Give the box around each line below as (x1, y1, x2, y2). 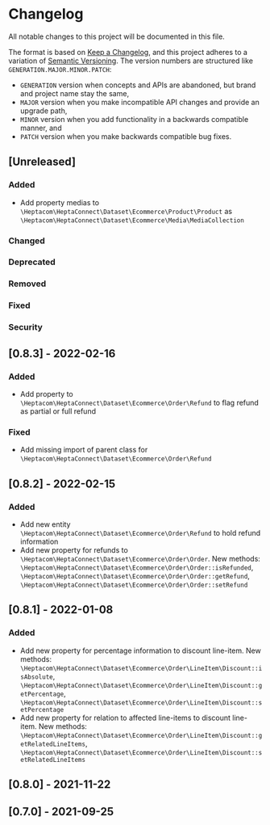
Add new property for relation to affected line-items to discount (19, 713, 231, 722)
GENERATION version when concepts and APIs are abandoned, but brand (19, 80, 256, 90)
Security (8, 322, 43, 333)
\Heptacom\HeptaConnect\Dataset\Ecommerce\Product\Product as (19, 206, 232, 216)
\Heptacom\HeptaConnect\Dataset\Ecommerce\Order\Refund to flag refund (19, 398, 260, 407)
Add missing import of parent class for (19, 445, 148, 455)
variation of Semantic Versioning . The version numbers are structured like (8, 56, 254, 65)
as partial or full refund (19, 406, 97, 416)
